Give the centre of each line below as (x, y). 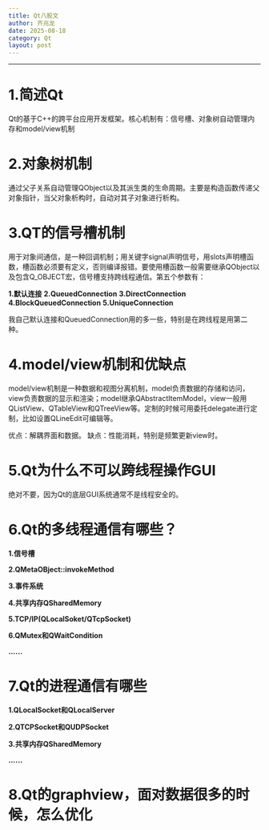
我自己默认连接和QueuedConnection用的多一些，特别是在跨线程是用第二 (128, 319)
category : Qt (30, 38)
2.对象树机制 (50, 164)
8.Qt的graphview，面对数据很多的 (122, 794)
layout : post (30, 46)
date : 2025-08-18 (37, 30)
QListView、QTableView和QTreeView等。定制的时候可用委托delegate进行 (129, 408)
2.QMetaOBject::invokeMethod (61, 569)
